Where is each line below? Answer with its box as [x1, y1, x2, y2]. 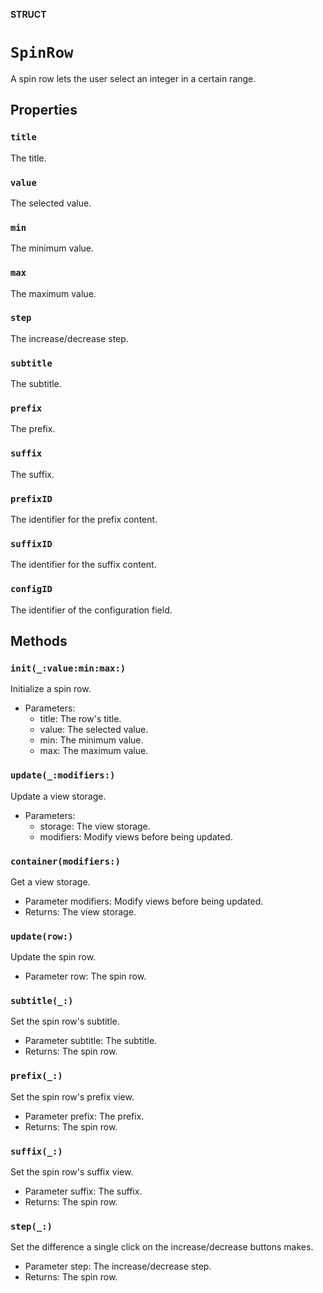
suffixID [10, 538, 53, 549]
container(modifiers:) [10, 855, 121, 867]
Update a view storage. [10, 790, 107, 802]
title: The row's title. [39, 713, 122, 725]
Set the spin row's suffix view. [10, 1166, 134, 1178]
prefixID [10, 493, 53, 504]
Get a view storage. [10, 875, 91, 888]
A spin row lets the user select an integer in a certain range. [10, 72, 257, 84]
